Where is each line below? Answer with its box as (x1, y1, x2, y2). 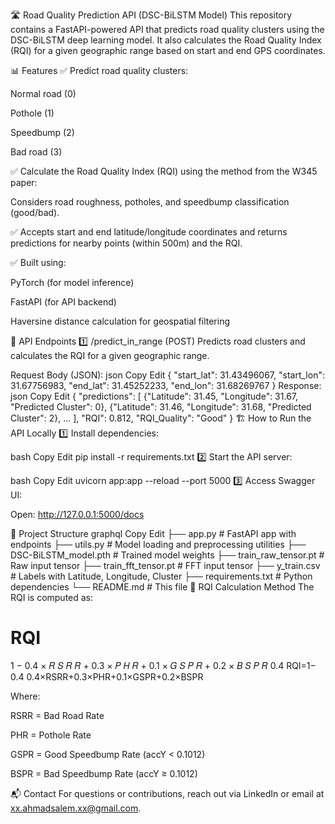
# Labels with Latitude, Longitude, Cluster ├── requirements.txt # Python (10, 570, 313, 582)
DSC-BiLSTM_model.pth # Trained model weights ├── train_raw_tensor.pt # (10, 549, 325, 561)
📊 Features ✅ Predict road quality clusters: (10, 65, 189, 76)
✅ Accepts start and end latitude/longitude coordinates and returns (10, 226, 288, 238)
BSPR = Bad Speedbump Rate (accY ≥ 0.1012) (10, 767, 198, 779)
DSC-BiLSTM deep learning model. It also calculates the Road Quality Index (10, 34, 322, 46)
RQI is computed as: (10, 592, 94, 603)
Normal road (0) (10, 88, 77, 99)
